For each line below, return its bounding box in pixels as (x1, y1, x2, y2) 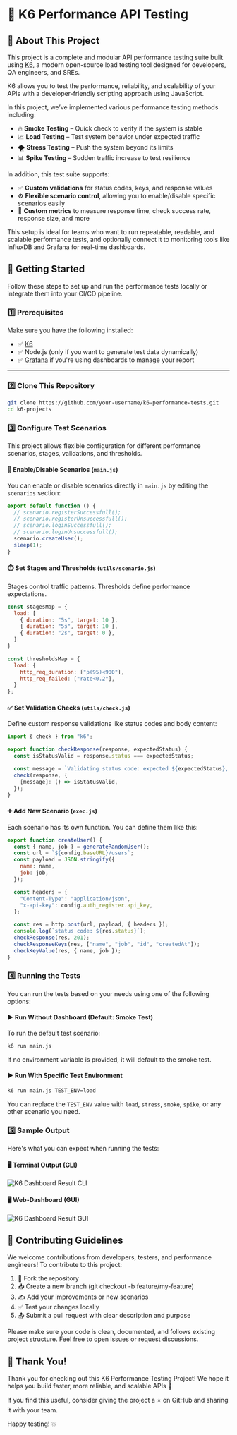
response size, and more (17, 214, 90, 222)
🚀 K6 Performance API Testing (7, 6, 189, 23)
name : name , (20, 863, 55, 870)
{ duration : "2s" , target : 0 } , (20, 629, 115, 637)
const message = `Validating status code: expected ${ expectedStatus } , (13, 765, 229, 773)
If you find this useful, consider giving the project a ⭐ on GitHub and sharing (7, 1396, 229, 1405)
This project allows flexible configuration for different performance (7, 442, 201, 450)
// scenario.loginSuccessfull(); (13, 522, 112, 529)
